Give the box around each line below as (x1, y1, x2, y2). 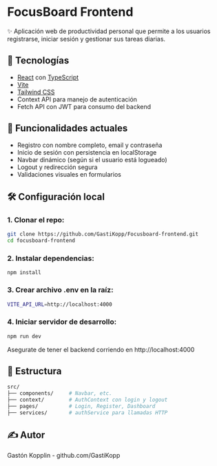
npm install (7, 269, 41, 276)
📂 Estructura (7, 365, 62, 377)
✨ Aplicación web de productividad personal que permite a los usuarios (7, 27, 211, 35)
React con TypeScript (17, 73, 79, 81)
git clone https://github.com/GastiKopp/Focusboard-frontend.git (7, 231, 198, 238)
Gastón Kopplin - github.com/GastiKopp (7, 451, 121, 459)
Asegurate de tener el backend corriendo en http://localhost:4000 (7, 345, 195, 353)
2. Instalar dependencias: (7, 253, 94, 263)
